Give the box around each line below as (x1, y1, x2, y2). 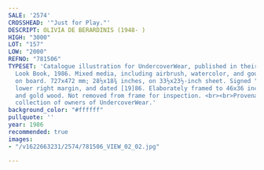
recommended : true (8, 128, 68, 136)
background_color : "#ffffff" (8, 107, 104, 114)
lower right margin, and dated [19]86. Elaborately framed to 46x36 (15, 84, 244, 92)
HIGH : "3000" (8, 33, 51, 42)
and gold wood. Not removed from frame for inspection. (15, 92, 202, 99)
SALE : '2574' (8, 11, 51, 20)
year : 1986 (8, 121, 44, 128)
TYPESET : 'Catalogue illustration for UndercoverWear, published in (8, 63, 237, 71)
